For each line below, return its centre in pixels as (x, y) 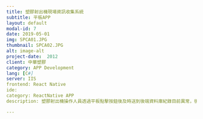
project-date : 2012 (32, 56)
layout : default (27, 23)
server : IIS (21, 79)
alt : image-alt (25, 51)
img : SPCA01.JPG (27, 40)
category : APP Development (40, 68)
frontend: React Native (36, 85)
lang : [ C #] (20, 73)
